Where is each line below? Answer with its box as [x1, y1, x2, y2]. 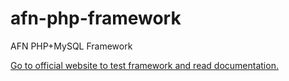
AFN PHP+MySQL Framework [10, 40, 133, 52]
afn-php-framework [10, 7, 182, 30]
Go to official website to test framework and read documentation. [10, 59, 279, 71]
